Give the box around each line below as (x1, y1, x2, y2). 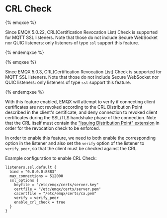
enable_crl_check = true (14, 200, 66, 205)
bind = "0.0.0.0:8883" (9, 169, 57, 174)
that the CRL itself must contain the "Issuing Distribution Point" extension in (5, 120, 160, 126)
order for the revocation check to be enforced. (5, 125, 100, 131)
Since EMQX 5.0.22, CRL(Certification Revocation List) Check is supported (5, 29, 158, 35)
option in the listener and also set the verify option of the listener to (5, 140, 145, 146)
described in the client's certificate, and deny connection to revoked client (5, 109, 158, 115)
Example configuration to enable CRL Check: (5, 155, 97, 161)
